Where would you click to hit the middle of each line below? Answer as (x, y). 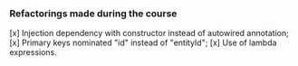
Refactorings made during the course (93, 14)
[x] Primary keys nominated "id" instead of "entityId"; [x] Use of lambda (143, 42)
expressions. (33, 52)
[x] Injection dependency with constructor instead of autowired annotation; (149, 33)
